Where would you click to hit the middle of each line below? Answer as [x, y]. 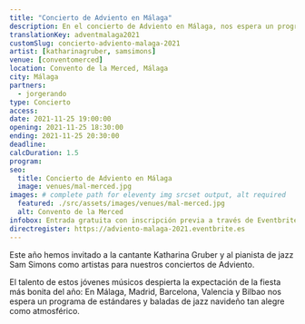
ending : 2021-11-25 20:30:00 [64, 136]
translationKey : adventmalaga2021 [75, 34]
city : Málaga [34, 77]
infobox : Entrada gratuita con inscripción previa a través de [132, 220]
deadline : [28, 144]
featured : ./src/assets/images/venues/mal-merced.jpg [121, 204]
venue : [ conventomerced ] [56, 60]
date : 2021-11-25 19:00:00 [60, 119]
